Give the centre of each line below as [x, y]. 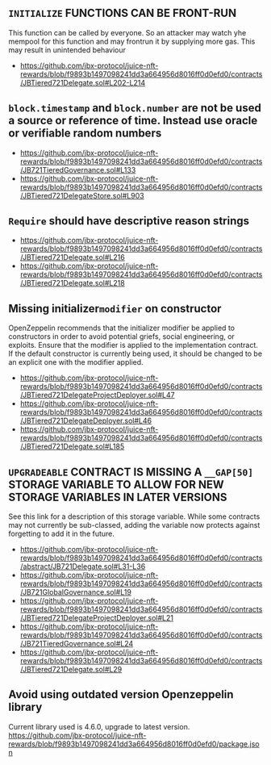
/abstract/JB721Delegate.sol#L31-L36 [83, 566]
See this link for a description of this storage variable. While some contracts [134, 516]
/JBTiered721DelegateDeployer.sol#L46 [85, 421]
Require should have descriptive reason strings [129, 221]
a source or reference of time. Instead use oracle [133, 121]
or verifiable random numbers [85, 134]
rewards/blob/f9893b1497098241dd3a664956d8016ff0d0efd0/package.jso [134, 744]
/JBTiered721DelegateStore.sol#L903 [82, 195]
